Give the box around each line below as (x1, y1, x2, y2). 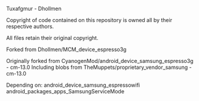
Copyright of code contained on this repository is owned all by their (6, 17, 172, 23)
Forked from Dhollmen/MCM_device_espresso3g (6, 46, 127, 53)
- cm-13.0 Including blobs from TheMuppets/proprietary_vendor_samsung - (6, 64, 192, 71)
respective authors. (6, 23, 54, 30)
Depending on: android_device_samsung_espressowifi (6, 81, 140, 89)
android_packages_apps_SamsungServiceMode (6, 88, 124, 94)
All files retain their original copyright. (6, 34, 99, 41)
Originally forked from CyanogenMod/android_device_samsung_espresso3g (6, 58, 194, 64)
